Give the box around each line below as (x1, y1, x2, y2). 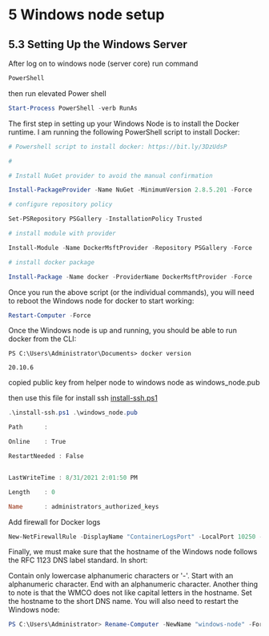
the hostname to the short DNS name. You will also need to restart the (8, 597, 239, 606)
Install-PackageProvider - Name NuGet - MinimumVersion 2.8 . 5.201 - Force (8, 186, 252, 194)
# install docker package (8, 258, 94, 266)
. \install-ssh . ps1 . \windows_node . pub (8, 409, 138, 417)
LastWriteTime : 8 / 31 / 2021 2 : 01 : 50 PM (8, 473, 138, 481)
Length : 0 (8, 488, 56, 496)
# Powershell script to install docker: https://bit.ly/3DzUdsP (8, 143, 227, 151)
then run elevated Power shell (8, 88, 106, 98)
